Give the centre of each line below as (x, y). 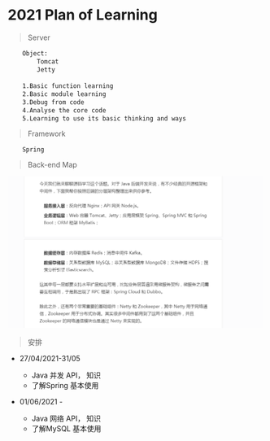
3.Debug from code (53, 102)
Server (39, 37)
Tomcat (48, 61)
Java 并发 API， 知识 (66, 375)
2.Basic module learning (64, 94)
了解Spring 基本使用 (65, 385)
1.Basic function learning (68, 86)
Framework (46, 133)
